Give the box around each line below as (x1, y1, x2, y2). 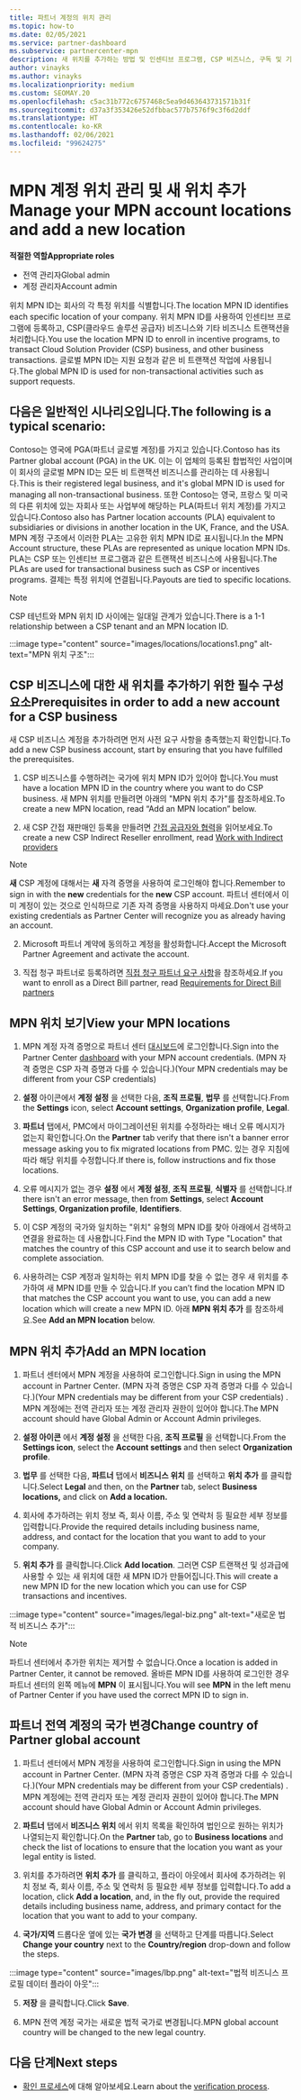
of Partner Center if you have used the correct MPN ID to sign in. (9, 1689, 249, 1700)
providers (22, 841, 58, 852)
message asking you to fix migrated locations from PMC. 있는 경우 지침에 (22, 1143, 290, 1154)
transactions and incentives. (22, 1590, 128, 1601)
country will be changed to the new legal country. (22, 2026, 207, 2037)
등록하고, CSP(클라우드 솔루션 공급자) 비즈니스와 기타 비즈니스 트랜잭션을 (32, 322, 290, 333)
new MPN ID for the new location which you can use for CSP (22, 1580, 247, 1591)
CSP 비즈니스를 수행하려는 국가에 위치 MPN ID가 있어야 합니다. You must (22, 772, 279, 784)
